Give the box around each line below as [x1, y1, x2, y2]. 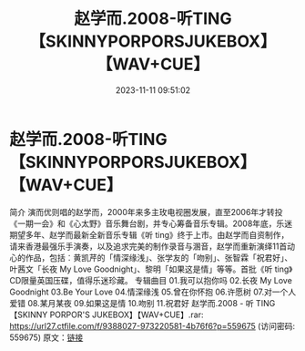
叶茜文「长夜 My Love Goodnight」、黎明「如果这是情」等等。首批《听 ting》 [9, 263, 293, 274]
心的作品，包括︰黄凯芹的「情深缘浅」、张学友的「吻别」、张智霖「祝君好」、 [9, 252, 293, 263]
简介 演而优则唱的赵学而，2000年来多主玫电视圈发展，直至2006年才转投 [9, 206, 283, 217]
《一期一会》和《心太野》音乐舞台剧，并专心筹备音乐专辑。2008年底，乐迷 [9, 218, 293, 229]
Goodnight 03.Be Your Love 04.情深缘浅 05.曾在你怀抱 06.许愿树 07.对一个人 [9, 286, 297, 297]
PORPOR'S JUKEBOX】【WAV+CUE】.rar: [49, 309, 204, 320]
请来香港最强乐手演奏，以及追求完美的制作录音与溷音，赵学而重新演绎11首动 [9, 241, 296, 252]
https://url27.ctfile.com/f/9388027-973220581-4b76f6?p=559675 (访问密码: [9, 320, 296, 331]
